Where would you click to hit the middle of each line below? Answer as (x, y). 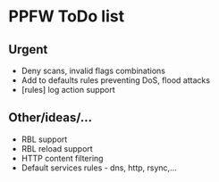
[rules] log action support (68, 90)
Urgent (28, 50)
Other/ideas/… (51, 118)
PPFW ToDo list (67, 17)
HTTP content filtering (62, 158)
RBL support (44, 139)
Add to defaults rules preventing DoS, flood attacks (116, 80)
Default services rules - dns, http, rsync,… (99, 168)
